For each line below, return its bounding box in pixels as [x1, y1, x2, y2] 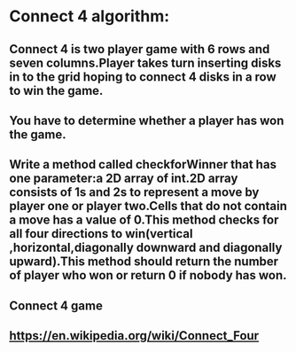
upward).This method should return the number [9, 254, 279, 270]
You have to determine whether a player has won [9, 113, 284, 128]
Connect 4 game [9, 298, 104, 313]
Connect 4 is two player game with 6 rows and [9, 42, 270, 57]
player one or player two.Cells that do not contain [9, 199, 288, 214]
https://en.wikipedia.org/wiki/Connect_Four [9, 328, 260, 343]
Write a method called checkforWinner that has [9, 157, 277, 172]
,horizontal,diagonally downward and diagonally [9, 240, 283, 255]
